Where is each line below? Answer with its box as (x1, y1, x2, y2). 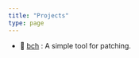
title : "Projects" (8, 11, 69, 20)
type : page (8, 19, 44, 27)
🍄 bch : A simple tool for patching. (19, 41, 131, 50)
